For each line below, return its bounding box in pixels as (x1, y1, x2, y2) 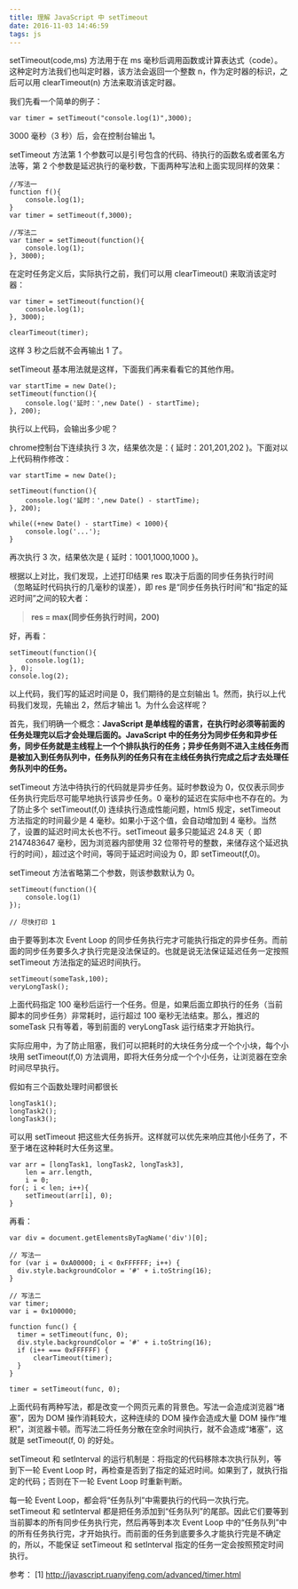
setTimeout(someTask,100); (9, 975, 109, 983)
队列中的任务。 (16, 763, 72, 774)
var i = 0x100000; (9, 1307, 77, 1316)
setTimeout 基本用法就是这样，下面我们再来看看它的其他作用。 (9, 364, 239, 374)
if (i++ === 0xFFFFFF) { (17, 1346, 109, 1355)
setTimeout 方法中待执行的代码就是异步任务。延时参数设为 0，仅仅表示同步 (9, 782, 286, 792)
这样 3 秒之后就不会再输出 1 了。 (9, 345, 128, 356)
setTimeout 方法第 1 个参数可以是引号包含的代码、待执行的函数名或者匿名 (9, 149, 278, 160)
